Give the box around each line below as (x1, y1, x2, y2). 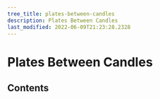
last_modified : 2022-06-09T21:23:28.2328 (7, 23, 131, 30)
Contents (7, 82, 49, 94)
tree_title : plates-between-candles (7, 10, 115, 18)
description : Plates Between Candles (7, 17, 118, 24)
